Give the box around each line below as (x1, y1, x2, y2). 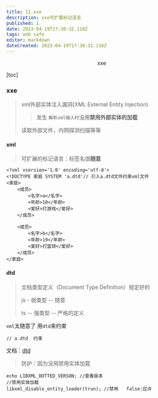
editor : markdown (6, 37, 50, 43)
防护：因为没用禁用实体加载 (21, 359, 91, 367)
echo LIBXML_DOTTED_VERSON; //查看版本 (6, 373, 104, 379)
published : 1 (6, 20, 39, 26)
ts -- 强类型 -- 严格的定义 (21, 309, 85, 316)
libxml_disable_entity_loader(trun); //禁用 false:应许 (6, 386, 153, 392)
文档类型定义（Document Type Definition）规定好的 (21, 283, 150, 291)
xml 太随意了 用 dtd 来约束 (6, 322, 67, 329)
